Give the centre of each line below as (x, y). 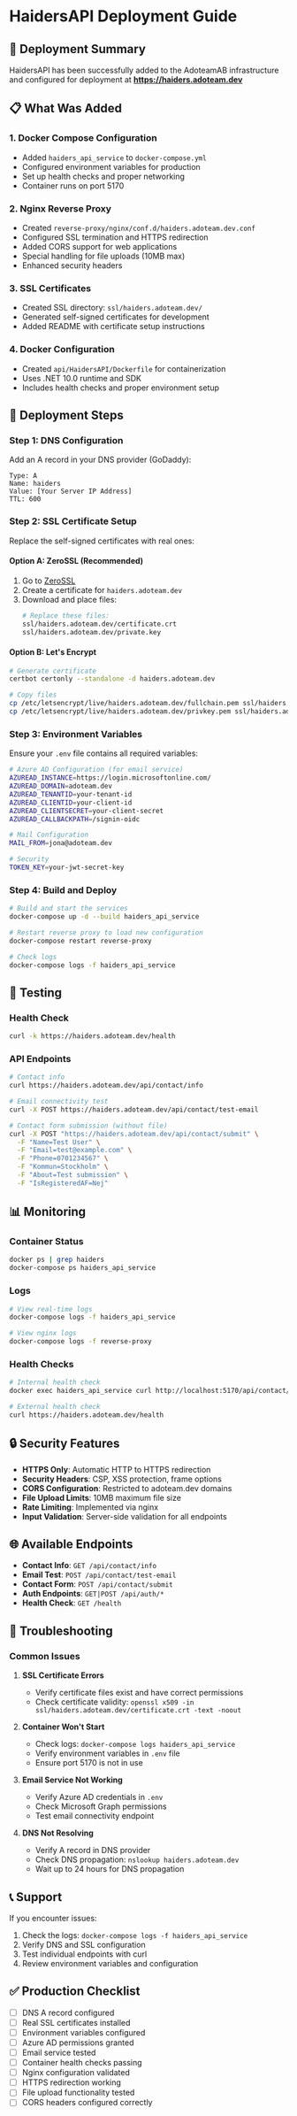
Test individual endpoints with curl (84, 1954)
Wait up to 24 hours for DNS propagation (110, 1869)
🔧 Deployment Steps (66, 415)
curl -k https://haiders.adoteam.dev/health (92, 1036)
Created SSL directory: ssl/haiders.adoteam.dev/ (112, 308)
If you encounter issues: (53, 1918)
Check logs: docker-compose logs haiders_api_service (135, 1744)
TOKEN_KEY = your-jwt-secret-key (67, 868)
